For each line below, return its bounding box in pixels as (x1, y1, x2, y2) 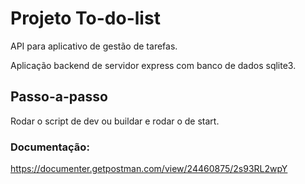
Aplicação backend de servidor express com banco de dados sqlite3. (10, 59, 297, 71)
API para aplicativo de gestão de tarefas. (10, 40, 178, 52)
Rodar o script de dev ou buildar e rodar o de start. (10, 115, 220, 127)
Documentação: (10, 140, 90, 154)
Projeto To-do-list (10, 7, 161, 30)
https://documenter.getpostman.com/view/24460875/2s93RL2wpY (10, 163, 288, 175)
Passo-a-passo (10, 88, 108, 106)
